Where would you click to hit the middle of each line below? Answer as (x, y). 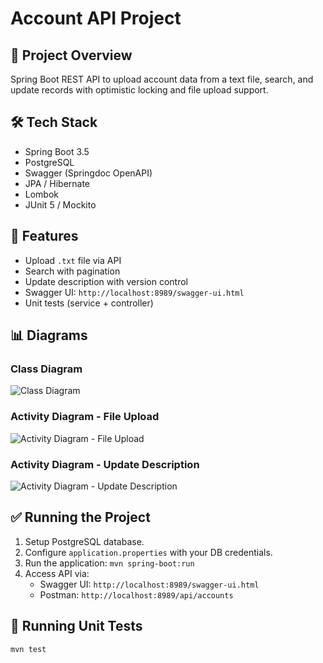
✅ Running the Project (80, 517)
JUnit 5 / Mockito (60, 204)
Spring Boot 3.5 (57, 151)
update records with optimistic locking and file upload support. (139, 90)
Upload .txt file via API (73, 260)
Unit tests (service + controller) (89, 303)
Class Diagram (46, 369)
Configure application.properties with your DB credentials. (148, 552)
